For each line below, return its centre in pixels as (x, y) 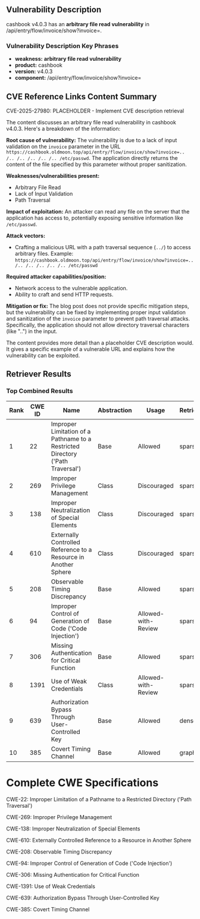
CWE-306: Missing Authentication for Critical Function (73, 874)
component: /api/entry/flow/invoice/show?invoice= (78, 78)
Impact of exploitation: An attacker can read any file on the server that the (98, 211)
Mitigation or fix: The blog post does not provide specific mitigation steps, (98, 306)
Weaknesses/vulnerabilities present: (53, 175)
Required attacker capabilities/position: (56, 277)
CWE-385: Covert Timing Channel (48, 909)
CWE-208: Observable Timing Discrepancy (59, 851)
